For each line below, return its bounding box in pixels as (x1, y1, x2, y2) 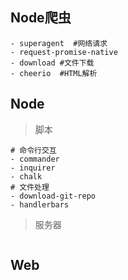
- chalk (10, 171, 43, 182)
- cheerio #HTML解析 (10, 68, 98, 78)
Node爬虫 (10, 9, 72, 27)
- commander (10, 154, 60, 164)
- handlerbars (10, 199, 70, 210)
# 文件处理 (10, 182, 50, 192)
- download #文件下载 (10, 58, 95, 68)
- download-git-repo (10, 191, 97, 201)
